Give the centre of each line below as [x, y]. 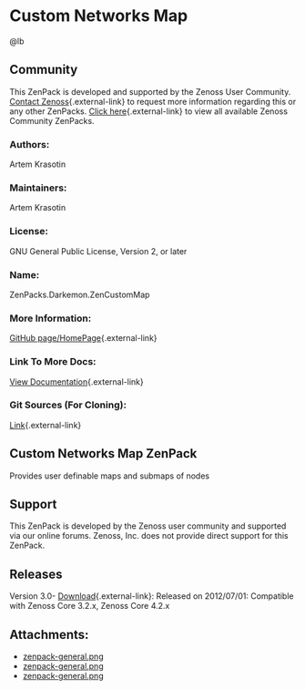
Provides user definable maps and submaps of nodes [110, 476]
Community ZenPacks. [52, 120]
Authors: [30, 144]
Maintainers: [38, 188]
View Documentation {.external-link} [76, 381]
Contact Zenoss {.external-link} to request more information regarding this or [153, 101]
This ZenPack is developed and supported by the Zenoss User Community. [150, 91]
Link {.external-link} [46, 425]
